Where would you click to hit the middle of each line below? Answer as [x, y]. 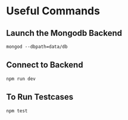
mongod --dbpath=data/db [37, 47]
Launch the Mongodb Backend [64, 33]
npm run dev [21, 79]
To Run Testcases [40, 97]
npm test [17, 111]
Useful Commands [53, 11]
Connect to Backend [45, 65]
